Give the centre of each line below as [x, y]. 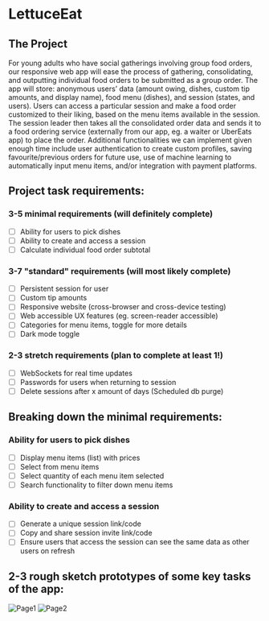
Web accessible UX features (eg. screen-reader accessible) [119, 316]
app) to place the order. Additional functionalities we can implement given [130, 140]
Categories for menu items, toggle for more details [103, 325]
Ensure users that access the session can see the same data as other [135, 542]
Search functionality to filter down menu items [96, 485]
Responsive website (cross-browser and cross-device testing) [123, 307]
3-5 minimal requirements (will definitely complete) [111, 214]
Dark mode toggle [50, 334]
